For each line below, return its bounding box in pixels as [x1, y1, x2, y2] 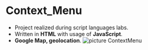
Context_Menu [5, 4, 83, 18]
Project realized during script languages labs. [14, 24, 129, 31]
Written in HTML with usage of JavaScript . [14, 30, 123, 37]
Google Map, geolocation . [14, 37, 82, 44]
